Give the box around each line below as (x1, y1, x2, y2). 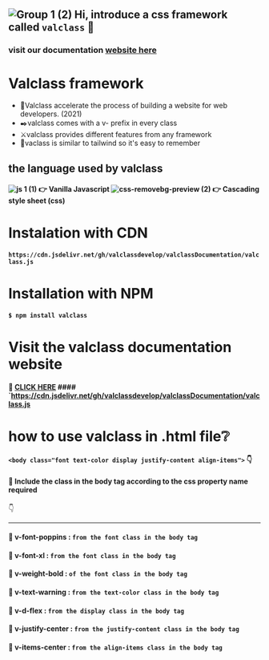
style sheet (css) (8, 196, 66, 205)
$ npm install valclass (8, 311, 88, 319)
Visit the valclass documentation (8, 338, 232, 356)
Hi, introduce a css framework (74, 8, 228, 22)
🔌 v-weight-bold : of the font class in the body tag (8, 569, 188, 578)
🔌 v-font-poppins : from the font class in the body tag (8, 532, 199, 542)
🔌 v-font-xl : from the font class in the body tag (8, 550, 176, 560)
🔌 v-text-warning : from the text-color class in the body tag (8, 587, 219, 597)
